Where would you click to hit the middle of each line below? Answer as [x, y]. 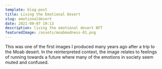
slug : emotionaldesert [28, 19]
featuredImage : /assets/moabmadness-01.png [51, 33]
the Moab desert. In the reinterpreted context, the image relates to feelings [81, 52]
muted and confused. [27, 62]
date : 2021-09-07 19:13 [30, 23]
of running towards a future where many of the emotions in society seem [79, 57]
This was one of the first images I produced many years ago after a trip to [80, 47]
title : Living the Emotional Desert [43, 14]
